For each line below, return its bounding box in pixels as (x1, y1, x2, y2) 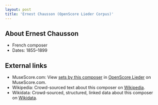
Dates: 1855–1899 (12, 47, 47, 53)
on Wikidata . (12, 95, 37, 101)
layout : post (5, 7, 32, 12)
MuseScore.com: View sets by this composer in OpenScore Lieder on (12, 75, 151, 80)
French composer (12, 42, 47, 48)
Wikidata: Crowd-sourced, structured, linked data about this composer (12, 90, 154, 96)
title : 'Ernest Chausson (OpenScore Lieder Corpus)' (5, 12, 114, 16)
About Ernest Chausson (5, 30, 79, 38)
